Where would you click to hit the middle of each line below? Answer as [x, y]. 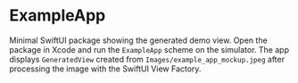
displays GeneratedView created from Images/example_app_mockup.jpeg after [147, 59]
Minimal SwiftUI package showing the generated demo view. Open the [138, 40]
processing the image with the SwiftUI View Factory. [105, 69]
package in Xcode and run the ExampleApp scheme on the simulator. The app [149, 49]
